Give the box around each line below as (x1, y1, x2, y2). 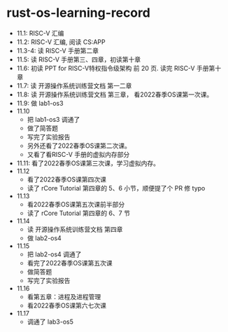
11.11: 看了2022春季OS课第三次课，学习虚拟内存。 (16, 159, 160, 167)
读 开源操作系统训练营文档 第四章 (27, 225, 123, 233)
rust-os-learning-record (6, 5, 151, 21)
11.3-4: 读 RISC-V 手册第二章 (16, 46, 99, 55)
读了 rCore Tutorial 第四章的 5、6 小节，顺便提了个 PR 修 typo (27, 184, 206, 192)
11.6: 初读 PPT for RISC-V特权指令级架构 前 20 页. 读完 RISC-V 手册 (16, 64, 209, 72)
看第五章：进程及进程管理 (27, 292, 101, 300)
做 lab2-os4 (27, 233, 62, 242)
